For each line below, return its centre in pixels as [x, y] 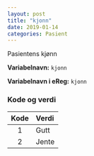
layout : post [27, 14]
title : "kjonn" [30, 21]
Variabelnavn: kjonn [37, 67]
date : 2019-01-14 [33, 27]
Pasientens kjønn [33, 54]
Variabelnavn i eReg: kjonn [47, 82]
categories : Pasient [38, 34]
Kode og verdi [32, 100]
